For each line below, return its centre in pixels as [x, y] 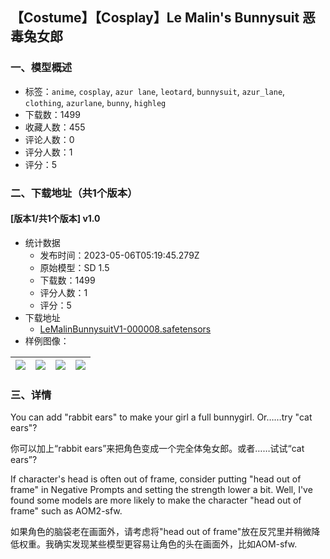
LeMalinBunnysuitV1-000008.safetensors [125, 329]
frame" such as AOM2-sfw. [66, 511]
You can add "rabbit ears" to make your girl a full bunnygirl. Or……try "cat [161, 417]
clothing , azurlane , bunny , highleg [95, 102]
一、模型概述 [41, 68]
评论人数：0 [49, 139]
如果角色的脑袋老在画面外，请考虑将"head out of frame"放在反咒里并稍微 [161, 532]
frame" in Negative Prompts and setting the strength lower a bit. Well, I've [161, 490]
